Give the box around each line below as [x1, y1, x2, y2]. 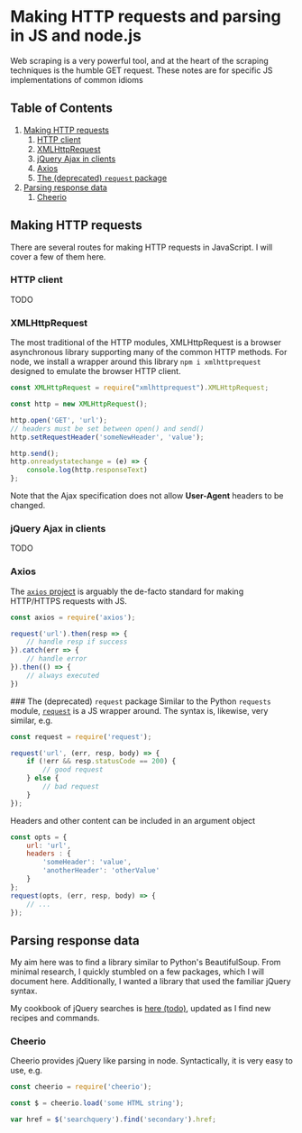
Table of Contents [10, 101, 114, 116]
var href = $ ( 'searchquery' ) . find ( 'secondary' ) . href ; [10, 1115, 217, 1124]
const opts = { [10, 832, 68, 842]
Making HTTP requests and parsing [10, 6, 282, 27]
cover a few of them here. [10, 251, 106, 262]
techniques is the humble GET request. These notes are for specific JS [10, 65, 273, 76]
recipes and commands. [10, 1012, 100, 1024]
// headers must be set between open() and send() [10, 424, 205, 434]
